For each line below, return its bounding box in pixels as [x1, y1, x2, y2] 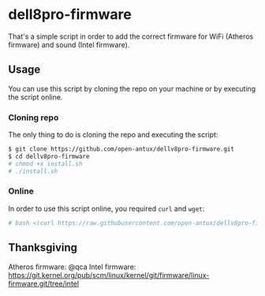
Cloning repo [8, 112, 59, 123]
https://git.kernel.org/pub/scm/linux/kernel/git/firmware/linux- [8, 270, 210, 279]
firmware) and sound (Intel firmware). [8, 39, 130, 49]
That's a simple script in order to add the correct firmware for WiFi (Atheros [8, 32, 254, 41]
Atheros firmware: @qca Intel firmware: [8, 262, 136, 272]
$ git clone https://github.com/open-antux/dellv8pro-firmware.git [8, 145, 235, 153]
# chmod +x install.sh [8, 159, 83, 167]
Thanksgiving [8, 241, 77, 254]
